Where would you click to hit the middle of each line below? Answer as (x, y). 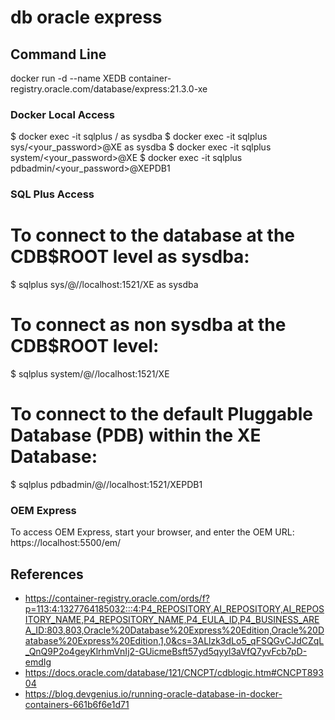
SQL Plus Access (52, 194)
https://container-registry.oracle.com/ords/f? (117, 598)
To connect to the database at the (152, 235)
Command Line (58, 54)
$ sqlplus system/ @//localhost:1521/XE (90, 374)
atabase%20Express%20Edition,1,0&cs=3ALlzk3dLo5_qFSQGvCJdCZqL (174, 641)
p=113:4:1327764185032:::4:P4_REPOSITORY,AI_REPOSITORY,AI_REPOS (174, 609)
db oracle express (86, 17)
